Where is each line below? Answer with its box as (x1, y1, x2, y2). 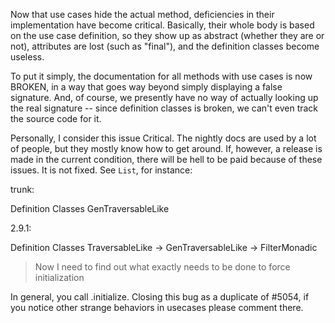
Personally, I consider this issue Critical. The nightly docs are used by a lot (10, 132, 317, 144)
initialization (34, 272, 85, 283)
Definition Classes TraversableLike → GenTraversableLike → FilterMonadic (10, 242, 318, 253)
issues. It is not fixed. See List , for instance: (10, 164, 193, 176)
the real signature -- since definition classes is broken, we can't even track (10, 102, 319, 114)
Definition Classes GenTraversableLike (10, 203, 170, 214)
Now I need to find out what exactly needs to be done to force (34, 261, 291, 273)
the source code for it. (10, 113, 102, 124)
